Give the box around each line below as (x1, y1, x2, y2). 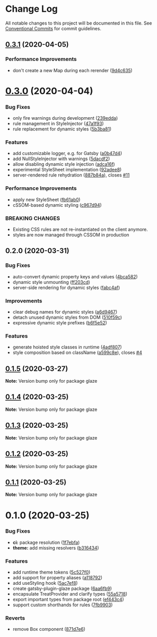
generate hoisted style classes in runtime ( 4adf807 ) (12, 344, 122, 350)
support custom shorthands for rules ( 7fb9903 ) (12, 602, 113, 608)
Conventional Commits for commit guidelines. (5, 25, 101, 31)
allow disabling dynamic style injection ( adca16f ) (12, 161, 115, 167)
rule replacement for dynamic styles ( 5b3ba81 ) (12, 126, 111, 132)
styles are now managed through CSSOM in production (12, 232, 129, 238)
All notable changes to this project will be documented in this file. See (5, 20, 152, 26)
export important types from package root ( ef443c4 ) (12, 597, 124, 603)
